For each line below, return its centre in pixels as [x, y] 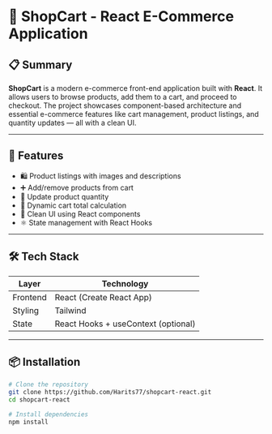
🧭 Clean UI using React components [80, 213]
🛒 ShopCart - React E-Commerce [121, 17]
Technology [125, 283]
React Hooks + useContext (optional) [125, 324]
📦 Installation [45, 362]
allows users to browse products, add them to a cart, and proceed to [123, 97]
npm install [28, 422]
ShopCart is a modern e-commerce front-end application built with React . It [136, 88]
